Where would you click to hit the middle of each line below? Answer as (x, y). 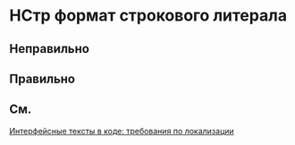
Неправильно (49, 49)
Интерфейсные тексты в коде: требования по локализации (122, 131)
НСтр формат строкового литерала (148, 16)
